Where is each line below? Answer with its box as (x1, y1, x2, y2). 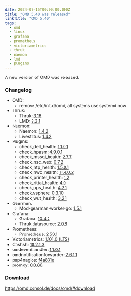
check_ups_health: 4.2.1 (19, 185, 67, 191)
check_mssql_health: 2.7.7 (19, 154, 72, 160)
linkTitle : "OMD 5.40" (5, 16, 51, 21)
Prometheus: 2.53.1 (19, 231, 58, 237)
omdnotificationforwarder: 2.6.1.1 (12, 252, 78, 258)
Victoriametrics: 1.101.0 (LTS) (12, 236, 69, 242)
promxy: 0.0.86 (12, 262, 43, 268)
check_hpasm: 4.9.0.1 (19, 149, 63, 155)
